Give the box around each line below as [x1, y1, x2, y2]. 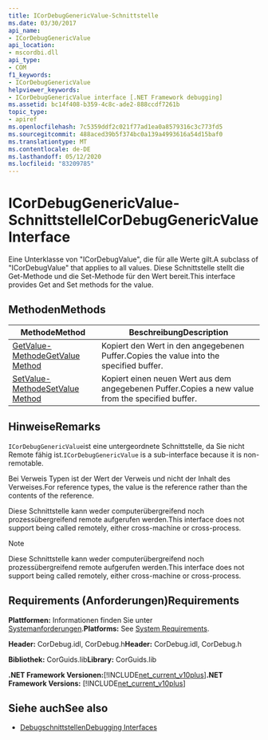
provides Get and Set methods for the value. [8, 280, 154, 289]
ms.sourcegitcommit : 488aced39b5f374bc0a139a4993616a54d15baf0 [8, 130, 223, 138]
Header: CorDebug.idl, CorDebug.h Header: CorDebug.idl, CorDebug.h [8, 639, 242, 648]
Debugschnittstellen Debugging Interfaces [19, 722, 158, 732]
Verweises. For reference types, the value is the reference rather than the [8, 482, 248, 491]
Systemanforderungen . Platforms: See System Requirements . [8, 624, 210, 633]
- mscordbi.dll [8, 49, 59, 57]
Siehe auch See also [8, 701, 108, 714]
